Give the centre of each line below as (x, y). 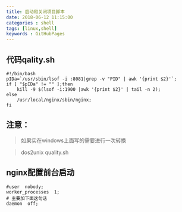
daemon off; (22, 204)
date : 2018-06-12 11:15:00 (40, 17)
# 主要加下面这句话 (27, 198)
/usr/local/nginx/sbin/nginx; (54, 100)
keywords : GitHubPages (36, 34)
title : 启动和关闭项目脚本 (36, 12)
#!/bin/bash (21, 73)
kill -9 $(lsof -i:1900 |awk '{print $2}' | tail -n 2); (89, 89)
